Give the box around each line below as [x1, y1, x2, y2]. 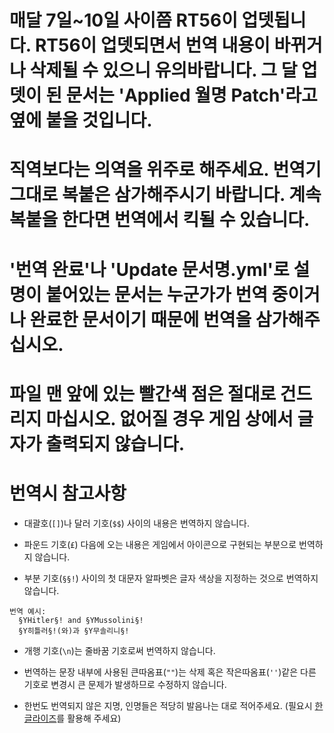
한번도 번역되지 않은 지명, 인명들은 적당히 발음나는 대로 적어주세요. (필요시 [23, 699, 313, 711]
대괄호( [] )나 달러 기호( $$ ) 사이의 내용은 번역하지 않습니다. [23, 517, 250, 529]
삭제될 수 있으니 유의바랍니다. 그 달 [29, 59, 298, 82]
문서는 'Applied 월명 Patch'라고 [65, 84, 318, 107]
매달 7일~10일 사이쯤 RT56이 [9, 9, 238, 32]
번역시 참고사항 [9, 482, 127, 505]
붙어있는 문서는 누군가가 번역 [45, 283, 268, 306]
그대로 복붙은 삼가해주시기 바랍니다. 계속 [9, 184, 322, 206]
